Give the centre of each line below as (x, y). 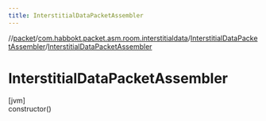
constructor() (30, 108)
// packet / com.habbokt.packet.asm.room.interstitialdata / (99, 38)
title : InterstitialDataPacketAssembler (76, 15)
